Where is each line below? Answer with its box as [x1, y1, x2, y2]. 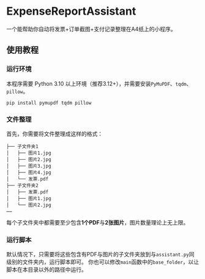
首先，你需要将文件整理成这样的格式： [6, 130, 103, 137]
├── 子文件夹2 [6, 182, 39, 188]
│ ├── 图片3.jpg [6, 163, 51, 169]
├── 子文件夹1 [6, 143, 39, 149]
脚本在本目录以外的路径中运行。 [6, 266, 87, 273]
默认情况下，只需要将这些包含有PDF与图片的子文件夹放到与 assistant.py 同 [6, 251, 195, 258]
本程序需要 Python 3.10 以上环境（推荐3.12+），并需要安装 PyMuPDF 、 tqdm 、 [6, 80, 192, 87]
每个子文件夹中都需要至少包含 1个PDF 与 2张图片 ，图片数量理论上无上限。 [6, 218, 189, 226]
